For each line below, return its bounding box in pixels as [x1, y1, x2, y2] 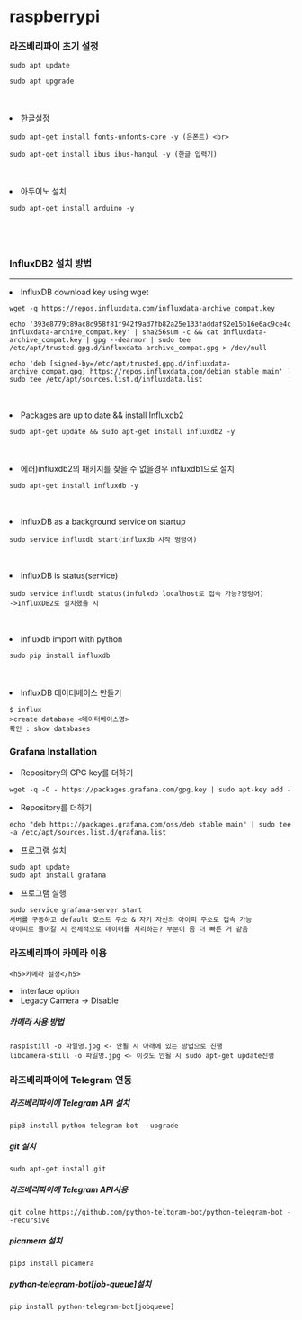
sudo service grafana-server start [9, 905, 143, 915]
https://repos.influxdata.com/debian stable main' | [89, 367, 292, 376]
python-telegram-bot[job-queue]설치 [9, 1279, 152, 1289]
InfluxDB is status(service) [21, 570, 119, 582]
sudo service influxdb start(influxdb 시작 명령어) [9, 536, 198, 545]
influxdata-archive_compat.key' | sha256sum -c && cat [9, 328, 219, 337]
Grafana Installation [9, 746, 97, 758]
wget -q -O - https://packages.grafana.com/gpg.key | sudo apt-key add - [9, 785, 292, 794]
